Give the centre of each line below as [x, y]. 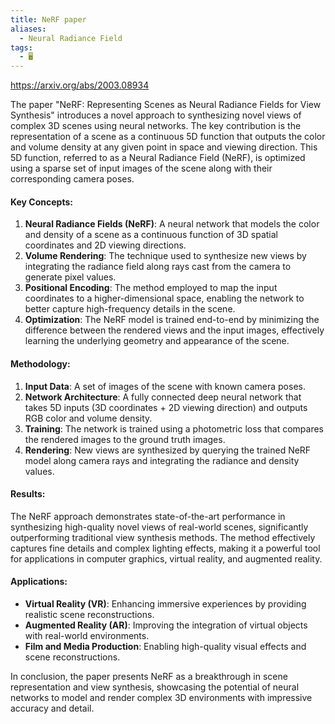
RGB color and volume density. [88, 418]
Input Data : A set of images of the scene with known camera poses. [165, 386]
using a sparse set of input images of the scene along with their [141, 168]
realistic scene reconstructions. [89, 614]
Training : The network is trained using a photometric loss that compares [174, 428]
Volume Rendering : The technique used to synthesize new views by [165, 256]
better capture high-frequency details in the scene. [130, 309]
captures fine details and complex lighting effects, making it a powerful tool [165, 548]
